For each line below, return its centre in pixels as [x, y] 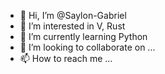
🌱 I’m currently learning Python [83, 36]
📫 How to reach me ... [66, 58]
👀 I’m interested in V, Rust [72, 26]
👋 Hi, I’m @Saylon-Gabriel [73, 15]
